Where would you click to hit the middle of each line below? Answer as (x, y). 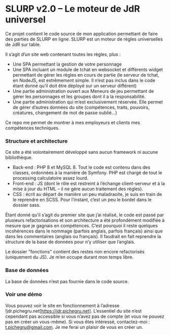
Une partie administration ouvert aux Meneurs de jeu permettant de (83, 91)
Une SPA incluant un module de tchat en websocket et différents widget (88, 70)
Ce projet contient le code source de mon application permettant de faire (82, 33)
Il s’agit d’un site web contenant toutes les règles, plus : (63, 54)
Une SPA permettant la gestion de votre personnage (67, 64)
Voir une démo (24, 294)
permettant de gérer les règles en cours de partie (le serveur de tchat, (86, 75)
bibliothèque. (19, 157)
